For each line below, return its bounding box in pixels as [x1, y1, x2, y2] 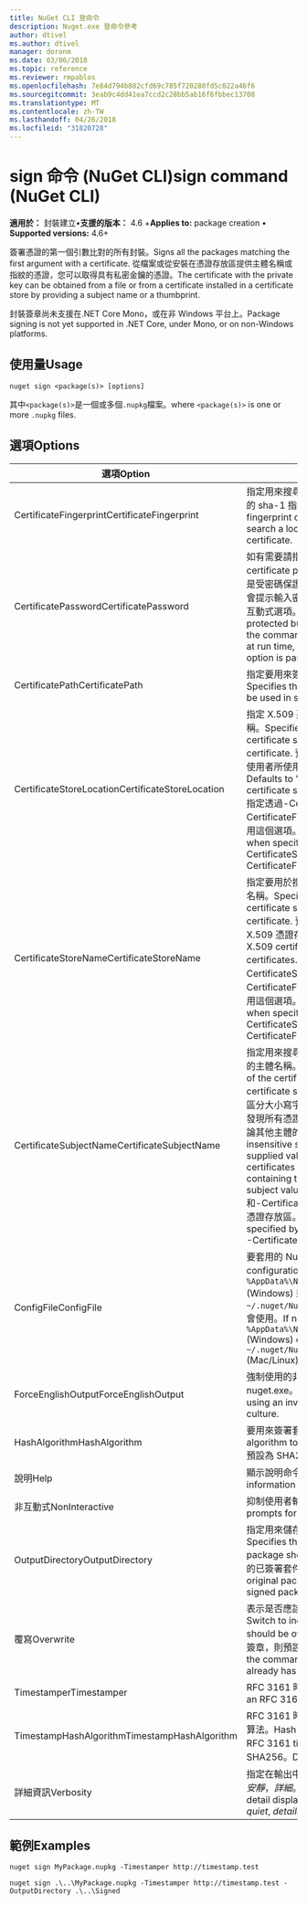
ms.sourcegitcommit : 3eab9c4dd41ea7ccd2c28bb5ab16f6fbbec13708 [9, 90, 256, 99]
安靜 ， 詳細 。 [246, 1781, 302, 1794]
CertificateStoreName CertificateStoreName [14, 951, 201, 964]
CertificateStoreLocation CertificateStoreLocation [14, 782, 225, 795]
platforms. [9, 328, 48, 339]
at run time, [246, 640, 295, 652]
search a [246, 522, 284, 534]
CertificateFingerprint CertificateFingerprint [14, 508, 199, 521]
